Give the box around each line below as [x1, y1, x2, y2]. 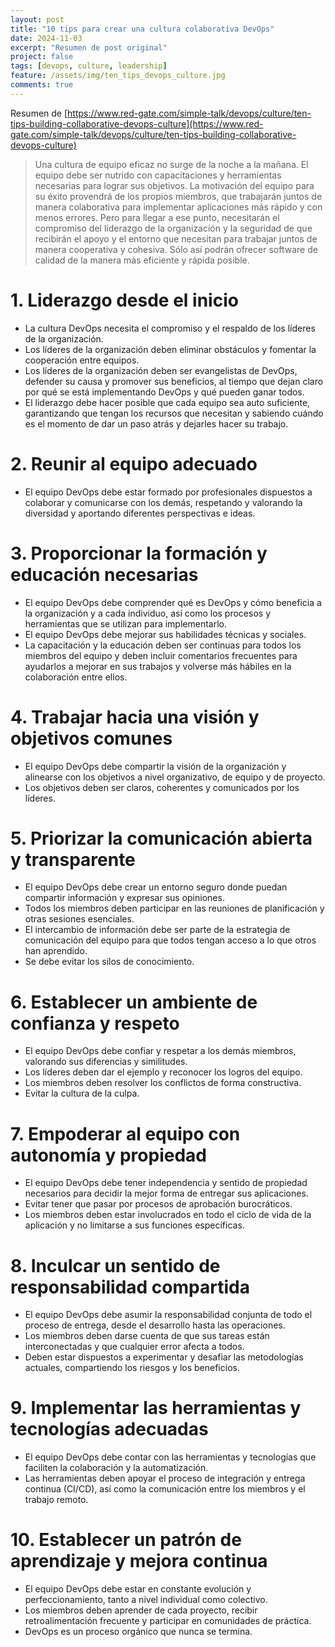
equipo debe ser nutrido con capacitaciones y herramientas [34, 169, 282, 181]
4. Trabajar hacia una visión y [10, 706, 260, 728]
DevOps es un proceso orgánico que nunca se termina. [24, 1626, 253, 1638]
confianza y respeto [10, 1012, 180, 1035]
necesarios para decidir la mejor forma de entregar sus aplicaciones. [24, 1187, 309, 1200]
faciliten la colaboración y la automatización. [24, 1462, 209, 1474]
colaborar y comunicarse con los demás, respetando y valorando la [24, 496, 303, 508]
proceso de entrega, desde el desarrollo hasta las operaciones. [24, 1319, 286, 1331]
